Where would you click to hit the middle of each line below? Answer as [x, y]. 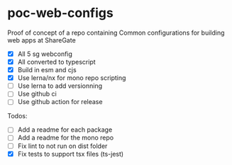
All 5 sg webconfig [45, 54]
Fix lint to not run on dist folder [62, 146]
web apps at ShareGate [42, 40]
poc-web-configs [60, 13]
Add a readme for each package [65, 130]
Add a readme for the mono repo [66, 138]
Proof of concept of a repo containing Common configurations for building [116, 33]
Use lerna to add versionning [60, 86]
